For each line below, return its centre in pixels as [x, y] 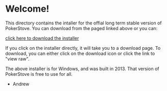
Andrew [21, 84]
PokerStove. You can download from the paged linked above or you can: [81, 28]
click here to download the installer [42, 38]
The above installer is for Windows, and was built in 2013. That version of [82, 69]
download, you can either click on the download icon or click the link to [80, 53]
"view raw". [17, 58]
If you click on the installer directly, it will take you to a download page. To [83, 48]
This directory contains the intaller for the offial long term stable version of [83, 23]
